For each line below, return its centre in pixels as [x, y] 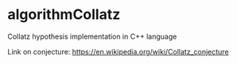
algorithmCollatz [64, 15]
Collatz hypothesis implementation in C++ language [92, 36]
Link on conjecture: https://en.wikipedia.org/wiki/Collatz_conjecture [118, 51]
